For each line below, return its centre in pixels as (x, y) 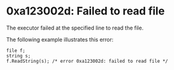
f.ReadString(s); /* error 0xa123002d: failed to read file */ (87, 61)
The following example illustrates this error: (60, 39)
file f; (16, 50)
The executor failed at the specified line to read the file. (75, 28)
